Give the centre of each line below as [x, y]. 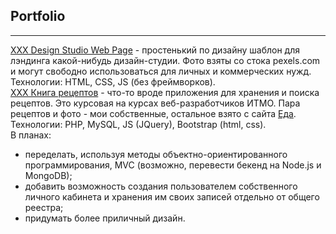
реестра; [44, 207]
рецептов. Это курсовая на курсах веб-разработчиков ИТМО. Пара [155, 103]
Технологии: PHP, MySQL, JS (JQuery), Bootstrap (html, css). [138, 124]
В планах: [31, 135]
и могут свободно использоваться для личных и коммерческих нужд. [161, 71]
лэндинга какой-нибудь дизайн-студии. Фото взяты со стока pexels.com [165, 60]
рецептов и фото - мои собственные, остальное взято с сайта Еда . [153, 113]
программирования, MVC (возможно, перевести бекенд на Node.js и [173, 165]
